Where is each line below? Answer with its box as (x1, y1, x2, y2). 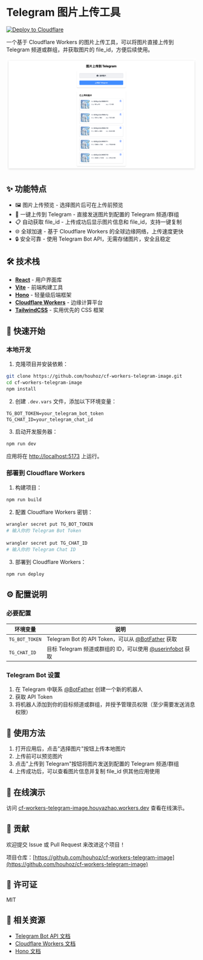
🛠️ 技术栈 (6, 256, 40, 267)
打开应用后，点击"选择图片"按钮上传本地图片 (14, 745, 126, 753)
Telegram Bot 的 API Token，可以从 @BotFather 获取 (46, 635, 177, 643)
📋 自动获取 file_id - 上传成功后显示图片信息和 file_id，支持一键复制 (14, 218, 182, 225)
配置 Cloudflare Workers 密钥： (14, 508, 94, 516)
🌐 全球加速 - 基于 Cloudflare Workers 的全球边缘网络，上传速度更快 (14, 227, 184, 235)
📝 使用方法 (6, 728, 45, 738)
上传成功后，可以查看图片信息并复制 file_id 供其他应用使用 (14, 768, 160, 775)
